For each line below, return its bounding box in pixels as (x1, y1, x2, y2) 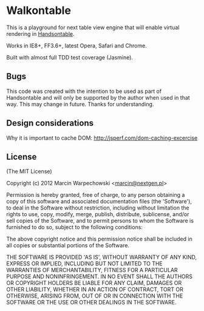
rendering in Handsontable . (6, 30, 75, 37)
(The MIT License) (6, 168, 53, 175)
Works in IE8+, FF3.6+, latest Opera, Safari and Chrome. (6, 42, 147, 49)
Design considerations (6, 118, 94, 128)
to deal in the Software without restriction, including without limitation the (6, 204, 189, 211)
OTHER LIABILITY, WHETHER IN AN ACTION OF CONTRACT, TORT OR (6, 286, 183, 293)
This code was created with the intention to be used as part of (6, 87, 162, 95)
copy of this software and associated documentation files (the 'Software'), (6, 198, 192, 205)
